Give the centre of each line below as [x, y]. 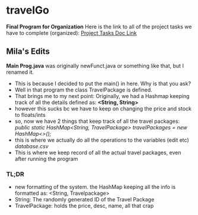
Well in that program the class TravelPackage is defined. [83, 90]
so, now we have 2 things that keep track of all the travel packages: [97, 121]
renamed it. [20, 72]
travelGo [28, 10]
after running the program [46, 159]
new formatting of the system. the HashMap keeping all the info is [95, 187]
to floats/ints [30, 115]
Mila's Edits [28, 52]
